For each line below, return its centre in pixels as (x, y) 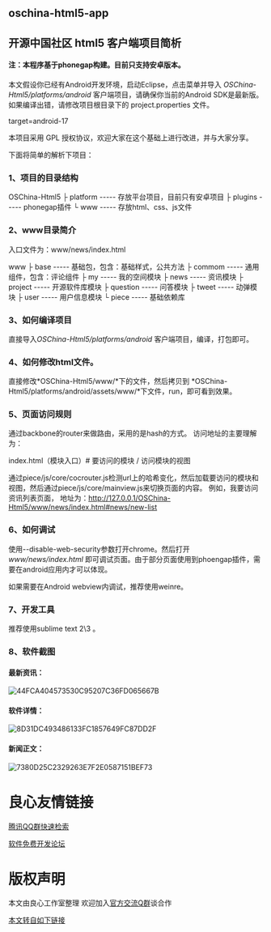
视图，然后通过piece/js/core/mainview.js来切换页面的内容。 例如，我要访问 (133, 488)
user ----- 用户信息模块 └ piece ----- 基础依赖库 (105, 297)
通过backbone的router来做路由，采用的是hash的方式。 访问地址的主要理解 (133, 433)
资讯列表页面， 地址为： (49, 498)
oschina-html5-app (59, 13)
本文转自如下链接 (37, 920)
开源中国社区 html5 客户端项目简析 (95, 43)
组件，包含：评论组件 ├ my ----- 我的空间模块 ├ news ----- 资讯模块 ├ (126, 277)
